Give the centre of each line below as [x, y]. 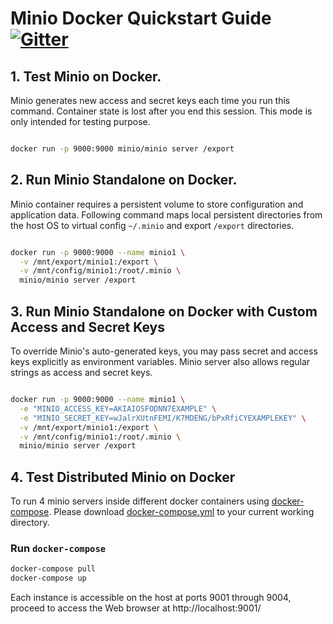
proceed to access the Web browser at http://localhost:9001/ [136, 608]
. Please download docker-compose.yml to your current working [181, 512]
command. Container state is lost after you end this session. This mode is [161, 111]
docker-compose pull [53, 569]
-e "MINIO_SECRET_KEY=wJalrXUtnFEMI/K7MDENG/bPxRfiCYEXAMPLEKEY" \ [163, 418]
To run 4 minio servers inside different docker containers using [140, 501]
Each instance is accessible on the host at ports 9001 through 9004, [151, 598]
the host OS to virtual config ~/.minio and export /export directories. [152, 225]
